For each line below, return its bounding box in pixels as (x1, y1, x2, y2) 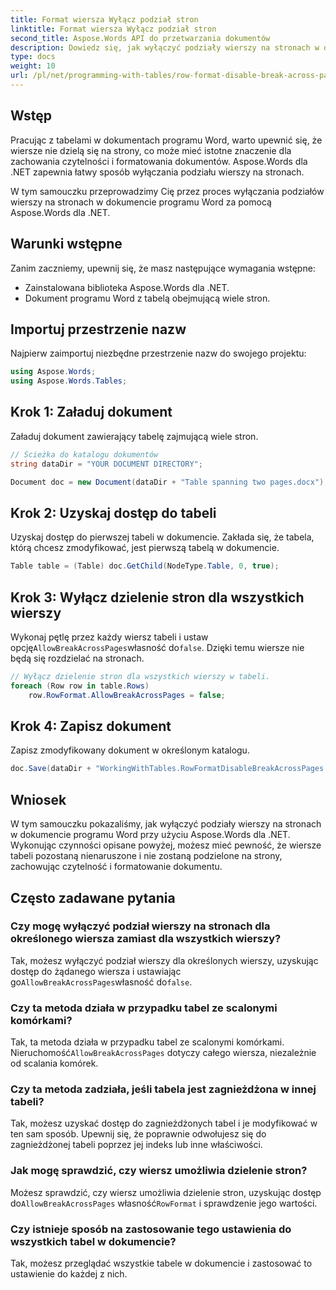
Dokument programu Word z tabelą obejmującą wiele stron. (24, 292, 271, 304)
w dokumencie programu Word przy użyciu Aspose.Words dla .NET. (10, 829, 291, 841)
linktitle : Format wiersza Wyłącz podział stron (10, 24, 217, 34)
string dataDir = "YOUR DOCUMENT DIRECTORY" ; (10, 459, 203, 469)
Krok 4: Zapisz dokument (10, 718, 172, 735)
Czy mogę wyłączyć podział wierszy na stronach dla (10, 919, 271, 933)
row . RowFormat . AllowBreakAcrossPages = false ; (28, 690, 226, 700)
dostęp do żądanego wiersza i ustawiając (10, 965, 182, 977)
